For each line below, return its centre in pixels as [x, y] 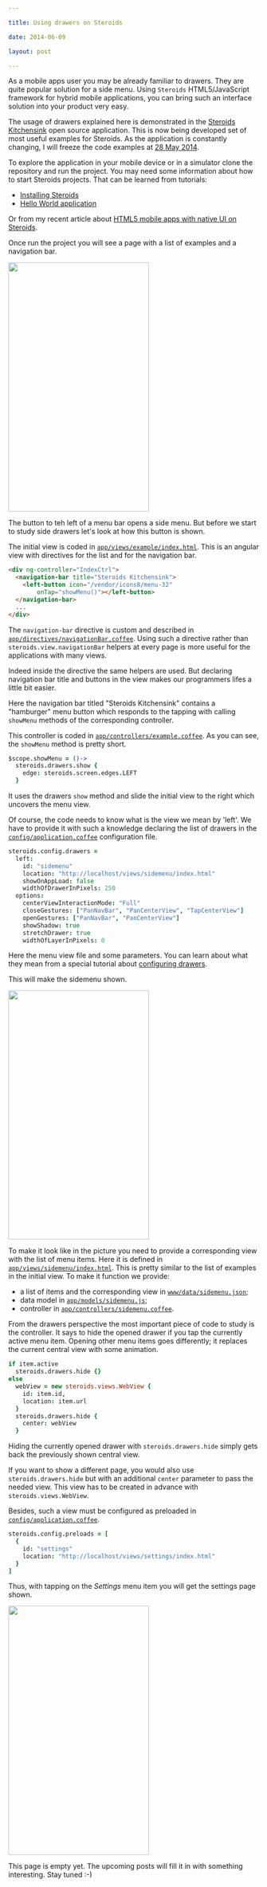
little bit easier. [32, 687]
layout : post [30, 51]
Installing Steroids [49, 195]
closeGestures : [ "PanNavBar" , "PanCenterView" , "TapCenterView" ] [133, 910]
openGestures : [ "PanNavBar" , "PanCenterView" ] [101, 918]
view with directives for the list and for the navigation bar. [102, 556]
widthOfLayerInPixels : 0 [64, 940]
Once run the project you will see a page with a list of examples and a [122, 243]
